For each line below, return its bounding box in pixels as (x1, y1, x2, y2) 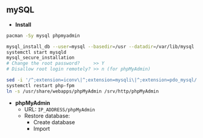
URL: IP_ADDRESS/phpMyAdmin (24, 105, 95, 113)
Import (33, 125, 50, 132)
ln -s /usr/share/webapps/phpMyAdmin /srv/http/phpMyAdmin (6, 88, 159, 94)
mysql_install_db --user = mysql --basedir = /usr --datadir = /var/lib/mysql (6, 44, 194, 50)
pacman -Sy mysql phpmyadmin (6, 33, 80, 39)
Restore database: (24, 112, 71, 119)
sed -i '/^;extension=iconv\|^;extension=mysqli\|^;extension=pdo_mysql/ (6, 77, 198, 84)
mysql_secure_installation (6, 54, 75, 61)
